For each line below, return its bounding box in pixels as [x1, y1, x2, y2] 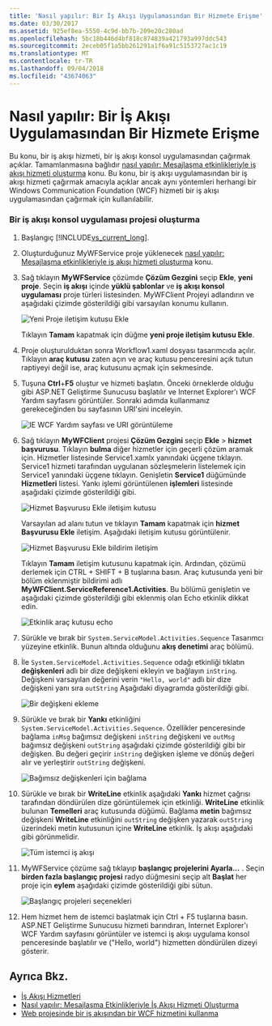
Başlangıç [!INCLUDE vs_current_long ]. [20, 232, 150, 242]
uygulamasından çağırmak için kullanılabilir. [9, 194, 154, 203]
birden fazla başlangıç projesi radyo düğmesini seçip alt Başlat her [20, 871, 248, 881]
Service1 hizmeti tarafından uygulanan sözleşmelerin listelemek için [20, 461, 246, 470]
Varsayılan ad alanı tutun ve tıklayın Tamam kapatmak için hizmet [20, 518, 240, 528]
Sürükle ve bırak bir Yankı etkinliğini [20, 714, 141, 724]
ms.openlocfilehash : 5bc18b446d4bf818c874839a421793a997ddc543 [9, 34, 227, 43]
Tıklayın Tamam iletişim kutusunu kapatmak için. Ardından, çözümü [20, 558, 246, 568]
